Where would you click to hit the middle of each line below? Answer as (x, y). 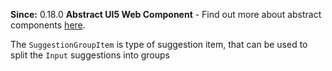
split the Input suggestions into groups (90, 55)
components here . (48, 25)
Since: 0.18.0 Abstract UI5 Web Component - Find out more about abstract (166, 14)
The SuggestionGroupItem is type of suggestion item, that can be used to (159, 44)
